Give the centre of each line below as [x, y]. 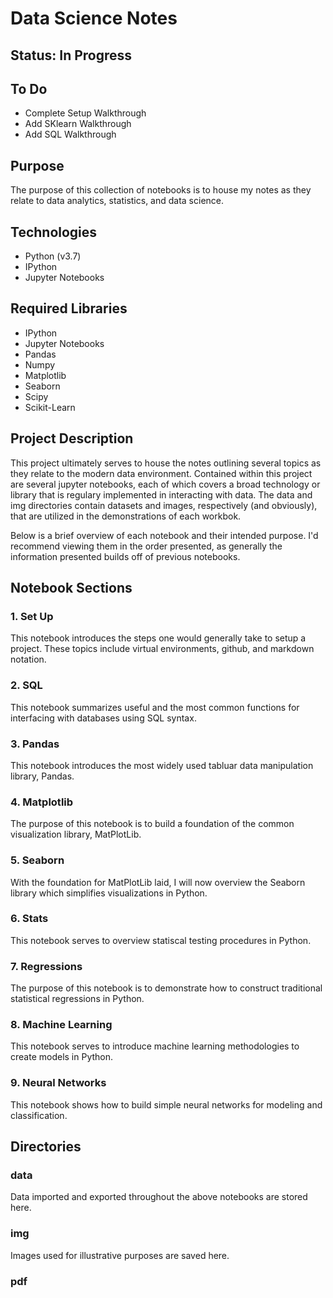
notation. [28, 659]
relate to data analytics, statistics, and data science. [117, 201]
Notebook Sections [71, 588]
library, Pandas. [42, 776]
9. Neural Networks [58, 1083]
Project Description [72, 438]
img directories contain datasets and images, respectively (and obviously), [164, 505]
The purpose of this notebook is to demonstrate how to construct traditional [166, 988]
